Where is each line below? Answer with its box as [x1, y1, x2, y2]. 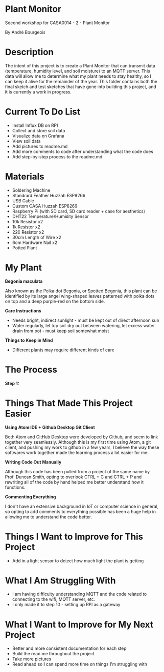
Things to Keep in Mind [5, 337, 53, 343]
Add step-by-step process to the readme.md [12, 153, 103, 159]
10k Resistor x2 [12, 218, 43, 224]
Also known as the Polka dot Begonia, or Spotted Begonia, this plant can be [5, 288, 158, 294]
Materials [5, 171, 45, 182]
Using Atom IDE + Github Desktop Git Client [5, 424, 95, 430]
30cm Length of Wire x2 [12, 234, 62, 240]
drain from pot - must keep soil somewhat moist [12, 328, 109, 334]
